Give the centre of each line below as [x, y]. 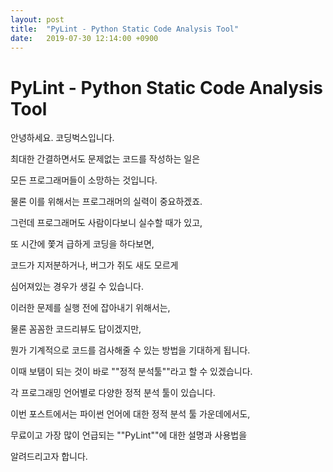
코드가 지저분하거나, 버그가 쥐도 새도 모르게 [94, 265]
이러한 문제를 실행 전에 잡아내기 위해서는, [90, 308]
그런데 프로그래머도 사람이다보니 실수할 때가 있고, [106, 223]
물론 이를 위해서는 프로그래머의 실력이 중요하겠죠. [106, 202]
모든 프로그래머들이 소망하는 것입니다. [84, 180]
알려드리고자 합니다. [49, 457]
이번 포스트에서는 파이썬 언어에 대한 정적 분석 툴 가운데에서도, [130, 414]
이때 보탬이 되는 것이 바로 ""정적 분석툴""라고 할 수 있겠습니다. [131, 372]
